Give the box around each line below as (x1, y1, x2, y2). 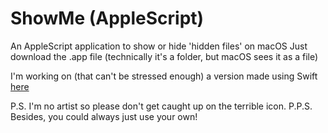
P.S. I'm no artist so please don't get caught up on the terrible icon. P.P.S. (10, 100, 313, 112)
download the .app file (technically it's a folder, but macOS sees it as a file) (10, 50, 319, 62)
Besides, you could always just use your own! (10, 110, 198, 122)
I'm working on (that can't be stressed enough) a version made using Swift (10, 70, 318, 82)
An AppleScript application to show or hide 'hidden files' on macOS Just (10, 40, 308, 52)
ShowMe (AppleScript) (10, 7, 205, 30)
